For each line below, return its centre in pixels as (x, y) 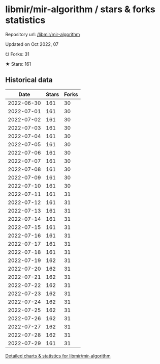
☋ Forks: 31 (17, 54)
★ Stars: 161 (18, 64)
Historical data (29, 80)
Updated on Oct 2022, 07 (32, 44)
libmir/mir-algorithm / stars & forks (81, 9)
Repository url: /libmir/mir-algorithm (43, 34)
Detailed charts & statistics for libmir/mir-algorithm (58, 356)
